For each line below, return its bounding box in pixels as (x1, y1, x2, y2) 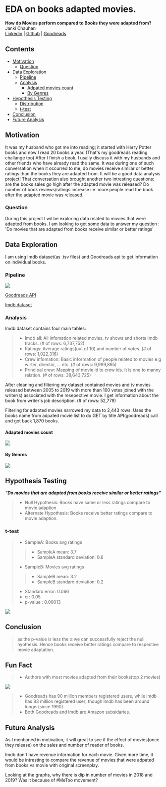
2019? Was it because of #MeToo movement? (5, 777, 98, 783)
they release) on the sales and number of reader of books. (5, 742, 124, 748)
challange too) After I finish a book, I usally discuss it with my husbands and (5, 154, 160, 160)
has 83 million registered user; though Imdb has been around (24, 698, 150, 704)
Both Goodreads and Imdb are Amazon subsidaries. (24, 709, 130, 715)
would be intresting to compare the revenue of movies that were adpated (5, 757, 155, 763)
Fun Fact (5, 661, 32, 669)
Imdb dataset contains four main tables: (5, 325, 86, 332)
